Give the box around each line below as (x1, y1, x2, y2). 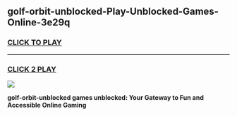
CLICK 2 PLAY (7, 64, 56, 74)
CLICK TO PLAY (7, 38, 62, 48)
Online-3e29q (7, 17, 71, 29)
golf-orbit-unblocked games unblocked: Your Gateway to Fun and (7, 93, 205, 101)
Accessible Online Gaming (7, 101, 87, 109)
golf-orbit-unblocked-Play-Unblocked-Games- (7, 6, 219, 18)
